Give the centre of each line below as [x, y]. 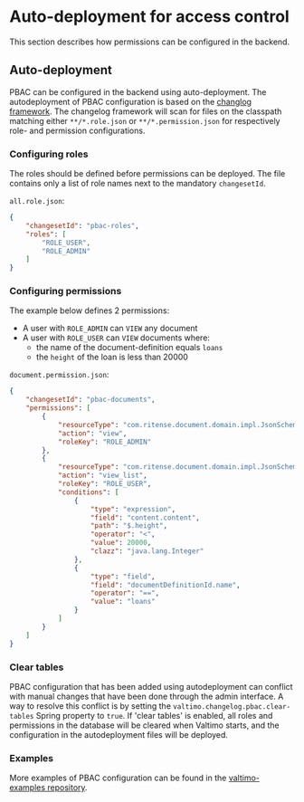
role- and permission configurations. [77, 130]
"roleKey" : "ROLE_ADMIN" [104, 442]
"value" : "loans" [123, 602]
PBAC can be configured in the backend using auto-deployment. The [138, 91]
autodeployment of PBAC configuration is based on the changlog [130, 101]
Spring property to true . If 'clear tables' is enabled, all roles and [154, 715]
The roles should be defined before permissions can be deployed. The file [147, 174]
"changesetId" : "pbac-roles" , [83, 225]
